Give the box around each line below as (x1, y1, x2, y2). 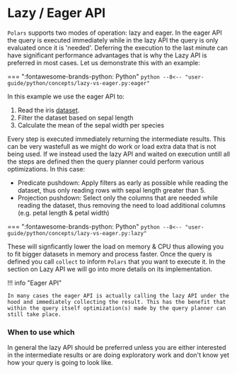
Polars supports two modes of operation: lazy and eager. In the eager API (7, 28, 222, 37)
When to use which (7, 327, 76, 337)
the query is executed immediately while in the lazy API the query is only (7, 35, 219, 44)
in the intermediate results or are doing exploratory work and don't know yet (7, 351, 230, 359)
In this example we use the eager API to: (7, 92, 125, 101)
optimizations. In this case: (7, 164, 86, 173)
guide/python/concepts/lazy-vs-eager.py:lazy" (7, 229, 147, 237)
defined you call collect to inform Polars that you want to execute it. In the (7, 257, 226, 266)
